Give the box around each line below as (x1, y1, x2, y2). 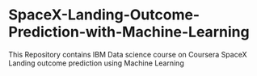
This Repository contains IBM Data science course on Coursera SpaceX (8, 49, 247, 59)
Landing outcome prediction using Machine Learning (8, 58, 184, 68)
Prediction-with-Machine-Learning (8, 23, 250, 41)
